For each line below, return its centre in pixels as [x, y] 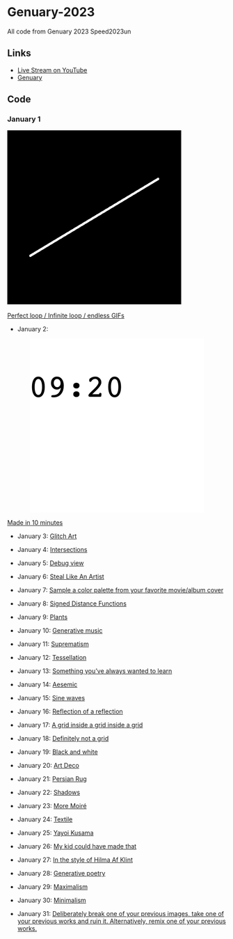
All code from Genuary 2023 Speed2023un [69, 31]
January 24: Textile [45, 819]
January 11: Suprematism [53, 644]
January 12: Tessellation [52, 658]
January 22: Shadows [49, 792]
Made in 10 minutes [35, 523]
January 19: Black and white [58, 752]
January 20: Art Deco [48, 766]
